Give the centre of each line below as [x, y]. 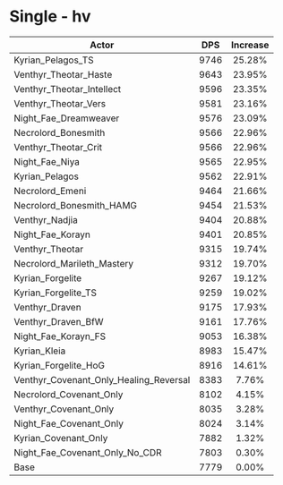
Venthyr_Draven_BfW [59, 321]
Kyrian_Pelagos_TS [54, 60]
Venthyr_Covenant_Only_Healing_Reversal [102, 379]
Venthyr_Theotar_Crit [58, 147]
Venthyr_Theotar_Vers [60, 103]
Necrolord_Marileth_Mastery [74, 263]
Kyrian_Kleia [40, 351]
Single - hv [50, 17]
